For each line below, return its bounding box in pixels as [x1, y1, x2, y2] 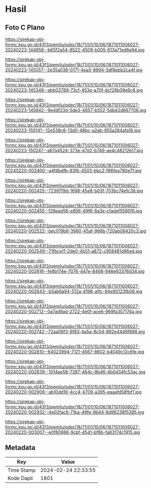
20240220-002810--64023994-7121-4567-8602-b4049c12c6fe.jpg [5, 349, 145, 355]
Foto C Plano [5, 23, 45, 32]
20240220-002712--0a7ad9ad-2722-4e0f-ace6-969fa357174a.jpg [5, 309, 142, 314]
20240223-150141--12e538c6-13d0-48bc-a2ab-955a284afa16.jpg [5, 127, 141, 133]
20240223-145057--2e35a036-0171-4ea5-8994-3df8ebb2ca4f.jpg [5, 67, 143, 73]
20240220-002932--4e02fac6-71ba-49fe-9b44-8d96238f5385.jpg [5, 409, 145, 415]
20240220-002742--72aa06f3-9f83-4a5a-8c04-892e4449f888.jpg [5, 328, 145, 334]
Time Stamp [7, 467, 36, 474]
